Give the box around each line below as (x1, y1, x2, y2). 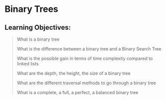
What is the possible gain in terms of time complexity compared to (16, 55, 153, 61)
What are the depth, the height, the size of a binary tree (16, 70, 131, 76)
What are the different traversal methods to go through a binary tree (16, 80, 156, 86)
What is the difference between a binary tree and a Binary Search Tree (16, 46, 162, 51)
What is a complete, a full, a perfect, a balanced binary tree (16, 90, 139, 95)
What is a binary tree (16, 36, 60, 42)
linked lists (16, 61, 39, 66)
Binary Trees (4, 3, 58, 15)
